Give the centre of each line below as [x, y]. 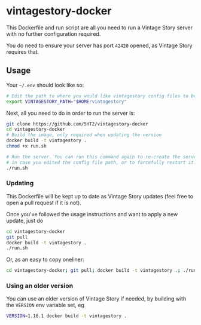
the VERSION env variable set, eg [45, 305]
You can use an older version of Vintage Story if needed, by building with [96, 299]
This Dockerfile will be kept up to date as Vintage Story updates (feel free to [100, 196]
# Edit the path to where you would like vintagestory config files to [97, 96]
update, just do [25, 220]
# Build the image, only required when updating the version [84, 135]
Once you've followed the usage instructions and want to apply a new [92, 214]
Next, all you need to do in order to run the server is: [71, 113]
